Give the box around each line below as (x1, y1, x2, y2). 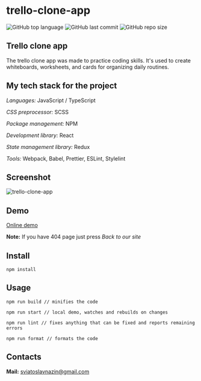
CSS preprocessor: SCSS (6, 108, 69, 115)
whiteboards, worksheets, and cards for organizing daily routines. (6, 63, 170, 70)
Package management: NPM (6, 120, 78, 127)
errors (6, 325, 23, 331)
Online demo (6, 222, 38, 229)
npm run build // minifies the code (6, 299, 98, 305)
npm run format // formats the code (6, 335, 98, 341)
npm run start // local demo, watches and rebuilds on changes (6, 309, 169, 315)
